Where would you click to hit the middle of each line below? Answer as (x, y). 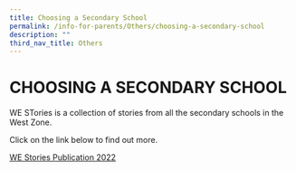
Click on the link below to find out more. (84, 140)
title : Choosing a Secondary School (78, 18)
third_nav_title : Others (56, 43)
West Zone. (31, 122)
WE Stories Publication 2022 (62, 157)
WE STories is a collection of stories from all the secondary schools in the (147, 113)
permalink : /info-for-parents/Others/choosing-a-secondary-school (137, 26)
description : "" (40, 34)
